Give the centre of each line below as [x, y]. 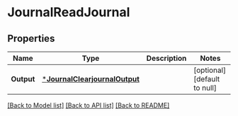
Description [166, 58]
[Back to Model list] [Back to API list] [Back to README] [89, 105]
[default [207, 79]
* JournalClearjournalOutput [91, 79]
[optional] [210, 70]
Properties [31, 39]
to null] [205, 88]
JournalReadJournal [69, 12]
